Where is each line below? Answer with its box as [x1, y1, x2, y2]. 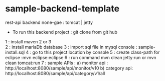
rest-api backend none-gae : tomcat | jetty [5, 19, 93, 25]
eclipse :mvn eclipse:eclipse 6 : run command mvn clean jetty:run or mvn [5, 54, 156, 60]
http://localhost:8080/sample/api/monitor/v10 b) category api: [5, 65, 133, 71]
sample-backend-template [5, 3, 119, 14]
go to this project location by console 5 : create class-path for [32, 49, 160, 55]
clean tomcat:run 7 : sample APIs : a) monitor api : [5, 60, 108, 66]
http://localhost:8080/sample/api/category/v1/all [5, 70, 105, 76]
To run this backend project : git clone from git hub [12, 29, 118, 35]
